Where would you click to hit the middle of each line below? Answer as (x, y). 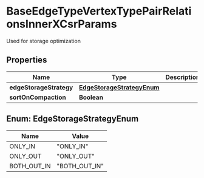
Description (183, 77)
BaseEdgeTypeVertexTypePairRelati (99, 11)
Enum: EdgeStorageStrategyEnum (73, 119)
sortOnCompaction (38, 97)
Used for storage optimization (43, 41)
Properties (27, 60)
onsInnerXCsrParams (62, 24)
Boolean (91, 97)
